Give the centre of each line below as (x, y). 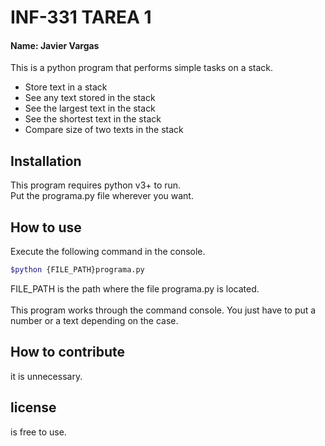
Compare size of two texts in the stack (104, 130)
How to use (46, 227)
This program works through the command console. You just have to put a (163, 310)
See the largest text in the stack (90, 108)
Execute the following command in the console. (108, 252)
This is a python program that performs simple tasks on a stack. (142, 68)
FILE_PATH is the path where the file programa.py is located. (135, 288)
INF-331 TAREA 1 (81, 17)
